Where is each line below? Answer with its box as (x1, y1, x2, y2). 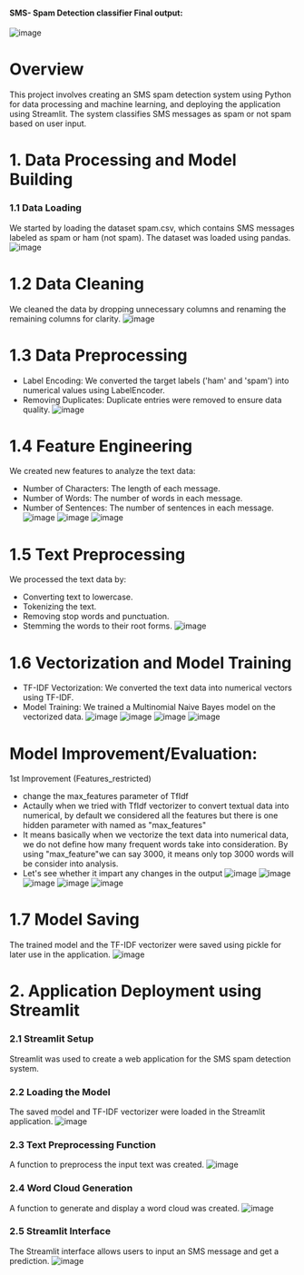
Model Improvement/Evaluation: (9, 743, 258, 764)
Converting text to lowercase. (22, 591, 133, 603)
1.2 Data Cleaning (9, 273, 145, 294)
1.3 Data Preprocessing (9, 345, 188, 365)
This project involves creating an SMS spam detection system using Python (9, 89, 292, 100)
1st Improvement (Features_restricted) (9, 773, 152, 785)
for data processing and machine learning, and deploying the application (9, 99, 281, 110)
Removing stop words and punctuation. (22, 611, 170, 622)
